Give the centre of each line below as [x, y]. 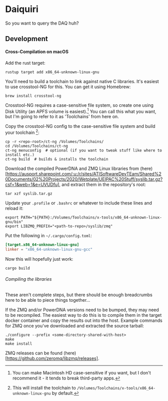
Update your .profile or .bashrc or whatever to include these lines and [79, 203]
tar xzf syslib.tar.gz [29, 193]
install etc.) [20, 155]
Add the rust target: [25, 63]
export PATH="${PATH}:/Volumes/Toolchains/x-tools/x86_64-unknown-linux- [84, 217]
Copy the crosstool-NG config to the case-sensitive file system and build [80, 126]
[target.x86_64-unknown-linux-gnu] [42, 245]
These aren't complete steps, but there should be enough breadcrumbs [79, 295]
